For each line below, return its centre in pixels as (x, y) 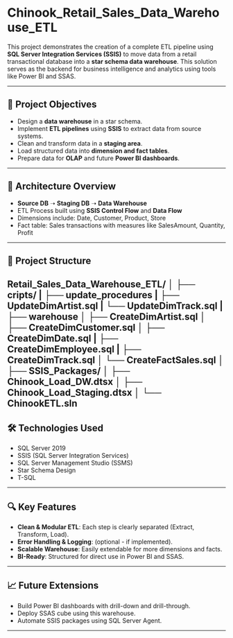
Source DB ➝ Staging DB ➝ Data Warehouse (82, 203)
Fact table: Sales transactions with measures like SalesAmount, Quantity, (121, 225)
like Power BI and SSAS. (42, 76)
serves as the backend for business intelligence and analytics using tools (112, 69)
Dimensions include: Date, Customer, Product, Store (92, 218)
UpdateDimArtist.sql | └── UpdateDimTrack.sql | (115, 306)
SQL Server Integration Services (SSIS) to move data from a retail (102, 54)
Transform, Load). (43, 534)
